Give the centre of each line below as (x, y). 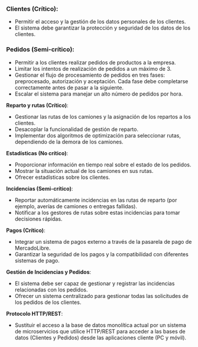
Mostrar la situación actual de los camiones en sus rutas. (84, 171)
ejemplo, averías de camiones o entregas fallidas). (76, 206)
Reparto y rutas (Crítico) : (38, 105)
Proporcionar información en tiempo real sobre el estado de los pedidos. (103, 165)
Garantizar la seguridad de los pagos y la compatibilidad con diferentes (102, 254)
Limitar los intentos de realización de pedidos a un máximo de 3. (93, 68)
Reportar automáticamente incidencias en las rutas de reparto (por (96, 200)
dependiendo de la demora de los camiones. (69, 142)
